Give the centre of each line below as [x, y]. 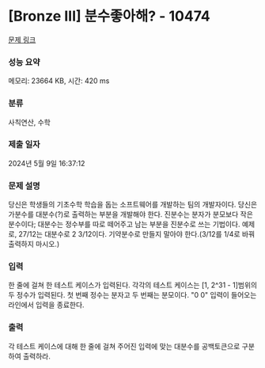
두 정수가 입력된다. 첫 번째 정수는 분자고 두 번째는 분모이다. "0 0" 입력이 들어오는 [132, 295]
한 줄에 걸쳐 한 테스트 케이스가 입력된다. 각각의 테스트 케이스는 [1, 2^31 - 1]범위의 [133, 285]
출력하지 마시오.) [34, 244]
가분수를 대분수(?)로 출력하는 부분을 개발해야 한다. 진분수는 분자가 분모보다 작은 [131, 214]
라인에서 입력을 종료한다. [46, 305]
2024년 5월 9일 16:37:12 [47, 163]
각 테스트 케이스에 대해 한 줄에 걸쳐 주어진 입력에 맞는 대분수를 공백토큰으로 [124, 346]
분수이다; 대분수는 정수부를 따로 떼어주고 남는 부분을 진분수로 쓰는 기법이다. [124, 224]
